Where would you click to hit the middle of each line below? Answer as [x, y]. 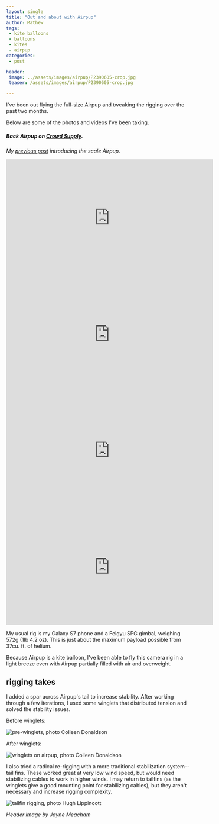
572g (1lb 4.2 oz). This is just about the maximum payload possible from [94, 640]
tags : [13, 28]
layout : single [25, 12]
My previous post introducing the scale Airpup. [63, 151]
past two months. [27, 111]
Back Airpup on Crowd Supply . [45, 136]
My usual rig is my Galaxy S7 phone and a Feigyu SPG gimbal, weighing [93, 634]
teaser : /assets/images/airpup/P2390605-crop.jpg [71, 83]
